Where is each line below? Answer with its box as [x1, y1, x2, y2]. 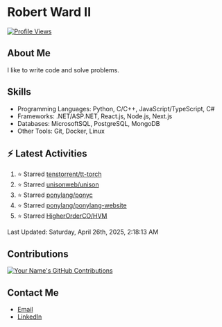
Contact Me [7, 287, 59, 298]
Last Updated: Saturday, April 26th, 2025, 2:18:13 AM [7, 228, 159, 237]
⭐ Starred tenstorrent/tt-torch [17, 170, 102, 178]
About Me [7, 47, 51, 59]
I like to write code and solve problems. [7, 65, 119, 74]
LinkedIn [17, 312, 42, 321]
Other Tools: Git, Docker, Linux [17, 127, 105, 135]
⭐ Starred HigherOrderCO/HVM [17, 212, 108, 220]
